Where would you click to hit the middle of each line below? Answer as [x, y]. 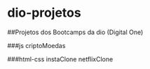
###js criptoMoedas [36, 45]
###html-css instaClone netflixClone [60, 59]
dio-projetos [45, 13]
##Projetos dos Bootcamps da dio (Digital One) [75, 32]
